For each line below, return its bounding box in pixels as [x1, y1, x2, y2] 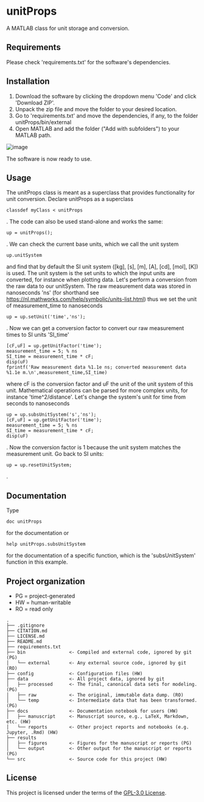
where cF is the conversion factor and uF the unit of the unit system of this [6, 380, 194, 388]
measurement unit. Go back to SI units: [6, 451, 104, 458]
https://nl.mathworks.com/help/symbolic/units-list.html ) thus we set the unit [6, 295, 197, 303]
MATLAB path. [15, 131, 52, 139]
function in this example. [6, 558, 68, 566]
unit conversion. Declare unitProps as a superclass [6, 196, 134, 203]
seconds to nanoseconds [6, 400, 70, 407]
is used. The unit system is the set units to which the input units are [6, 270, 175, 277]
